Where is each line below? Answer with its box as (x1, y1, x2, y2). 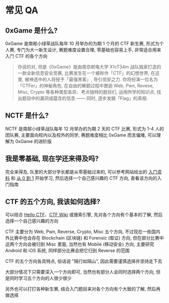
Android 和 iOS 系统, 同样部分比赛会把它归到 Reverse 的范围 (5, 248, 130, 254)
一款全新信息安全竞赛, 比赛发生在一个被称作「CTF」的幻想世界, (17, 70, 150, 76)
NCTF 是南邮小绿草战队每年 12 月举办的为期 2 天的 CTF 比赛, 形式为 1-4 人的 (5, 125, 164, 131)
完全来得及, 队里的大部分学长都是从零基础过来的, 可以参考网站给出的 (5, 169, 147, 175)
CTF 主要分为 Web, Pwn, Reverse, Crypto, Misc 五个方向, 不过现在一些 (5, 229, 152, 235)
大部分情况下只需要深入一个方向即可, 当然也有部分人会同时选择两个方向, (5, 269, 155, 275)
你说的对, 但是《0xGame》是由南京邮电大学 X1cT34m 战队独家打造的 (17, 64, 161, 69)
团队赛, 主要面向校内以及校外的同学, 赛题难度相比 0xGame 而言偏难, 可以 (5, 132, 156, 138)
